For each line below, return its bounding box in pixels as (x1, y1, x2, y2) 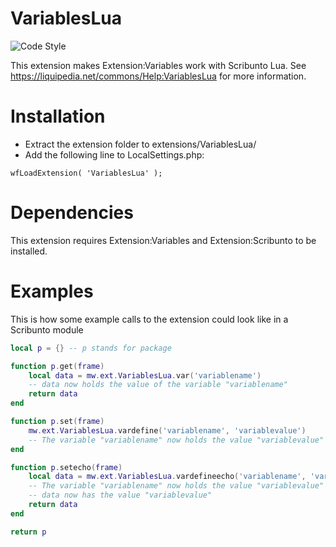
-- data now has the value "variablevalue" (28, 490, 213, 501)
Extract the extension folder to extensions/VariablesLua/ (24, 138, 257, 150)
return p (10, 527, 47, 537)
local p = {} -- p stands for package (10, 343, 172, 353)
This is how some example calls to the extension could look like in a (10, 313, 289, 325)
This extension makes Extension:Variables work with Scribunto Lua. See (10, 59, 307, 71)
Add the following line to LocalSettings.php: (24, 148, 205, 161)
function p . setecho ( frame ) (10, 462, 123, 472)
